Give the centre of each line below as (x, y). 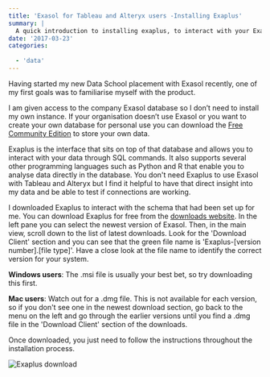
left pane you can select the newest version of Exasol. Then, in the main (127, 224)
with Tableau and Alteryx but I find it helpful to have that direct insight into (131, 183)
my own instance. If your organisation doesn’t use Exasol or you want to (127, 116)
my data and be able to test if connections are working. (100, 192)
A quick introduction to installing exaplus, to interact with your (133, 31)
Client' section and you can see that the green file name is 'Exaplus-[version (135, 242)
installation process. (41, 348)
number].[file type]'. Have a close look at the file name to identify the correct (135, 250)
